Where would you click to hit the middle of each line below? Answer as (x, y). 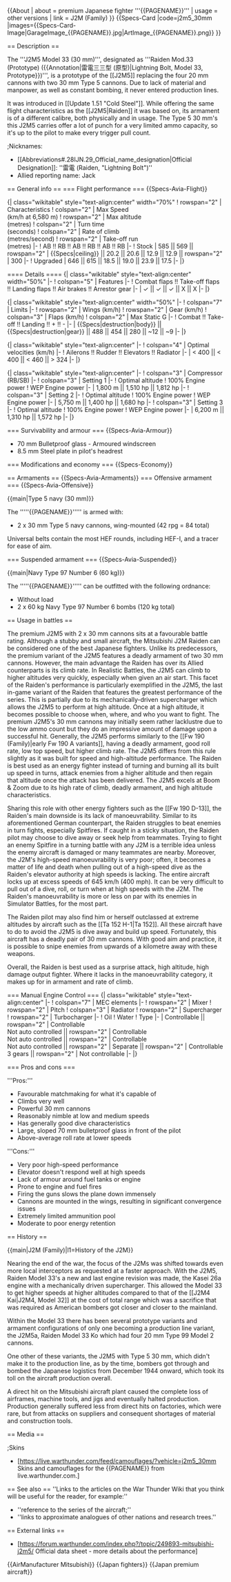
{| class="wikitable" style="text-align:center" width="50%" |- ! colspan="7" (115, 302)
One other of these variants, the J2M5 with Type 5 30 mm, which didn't (109, 1356)
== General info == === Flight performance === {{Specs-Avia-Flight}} (108, 189)
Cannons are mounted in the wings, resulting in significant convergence (119, 1201)
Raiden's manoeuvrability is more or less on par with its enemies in (102, 896)
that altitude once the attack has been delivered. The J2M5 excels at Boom (114, 780)
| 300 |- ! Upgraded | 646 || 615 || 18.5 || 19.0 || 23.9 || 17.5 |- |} (96, 261)
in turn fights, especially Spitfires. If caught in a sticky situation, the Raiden (113, 830)
